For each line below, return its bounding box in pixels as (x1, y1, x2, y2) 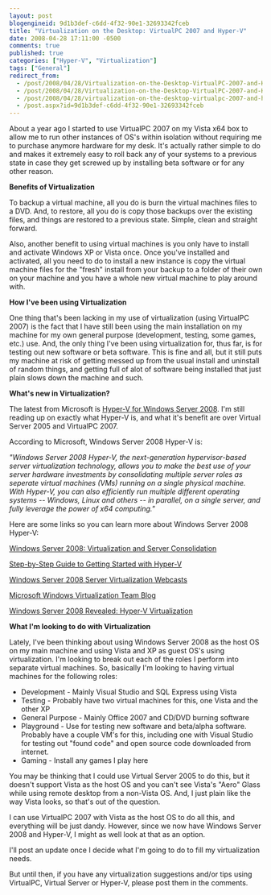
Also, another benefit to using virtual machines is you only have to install (9, 239, 249, 249)
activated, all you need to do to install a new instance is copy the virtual (9, 256, 246, 266)
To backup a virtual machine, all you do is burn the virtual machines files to (9, 198, 257, 208)
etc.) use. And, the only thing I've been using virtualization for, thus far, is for (9, 339, 263, 349)
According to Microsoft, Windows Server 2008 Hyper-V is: (9, 437, 203, 447)
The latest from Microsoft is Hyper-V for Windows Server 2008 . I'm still (9, 404, 245, 414)
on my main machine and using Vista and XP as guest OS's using (9, 646, 225, 656)
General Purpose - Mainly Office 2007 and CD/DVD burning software (20, 713, 250, 723)
